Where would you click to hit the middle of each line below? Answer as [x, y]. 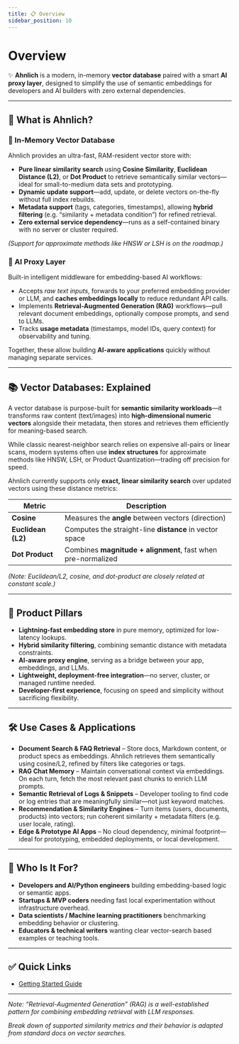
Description [146, 506]
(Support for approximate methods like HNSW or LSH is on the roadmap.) [116, 244]
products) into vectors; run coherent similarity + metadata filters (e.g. [119, 816]
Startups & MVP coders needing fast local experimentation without [117, 900]
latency [29, 638]
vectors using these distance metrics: [63, 489]
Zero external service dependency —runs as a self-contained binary [119, 222]
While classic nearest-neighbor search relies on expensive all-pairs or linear [119, 445]
